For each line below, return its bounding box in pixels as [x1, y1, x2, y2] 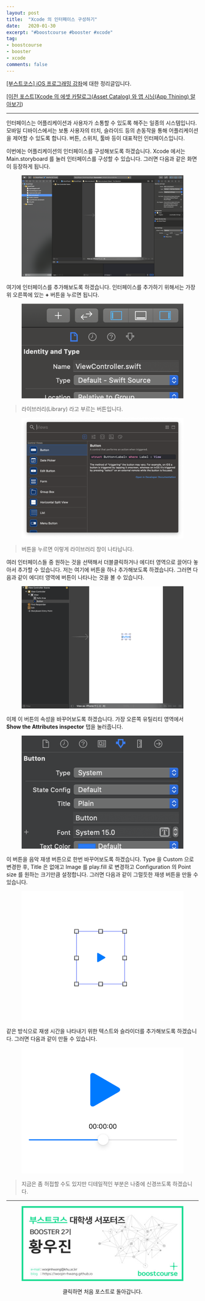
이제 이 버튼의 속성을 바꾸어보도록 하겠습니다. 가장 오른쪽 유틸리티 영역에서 [6, 715, 184, 722]
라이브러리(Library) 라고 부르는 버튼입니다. [21, 405, 123, 412]
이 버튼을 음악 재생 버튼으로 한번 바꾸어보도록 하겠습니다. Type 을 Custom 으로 [6, 856, 194, 863]
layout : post [6, 10, 40, 16]
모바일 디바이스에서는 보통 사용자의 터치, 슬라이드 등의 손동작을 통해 [6, 126, 168, 134]
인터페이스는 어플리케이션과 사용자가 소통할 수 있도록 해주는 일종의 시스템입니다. [6, 119, 197, 126]
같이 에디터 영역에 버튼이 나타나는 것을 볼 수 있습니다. [17, 573, 145, 581]
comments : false [6, 61, 48, 67]
